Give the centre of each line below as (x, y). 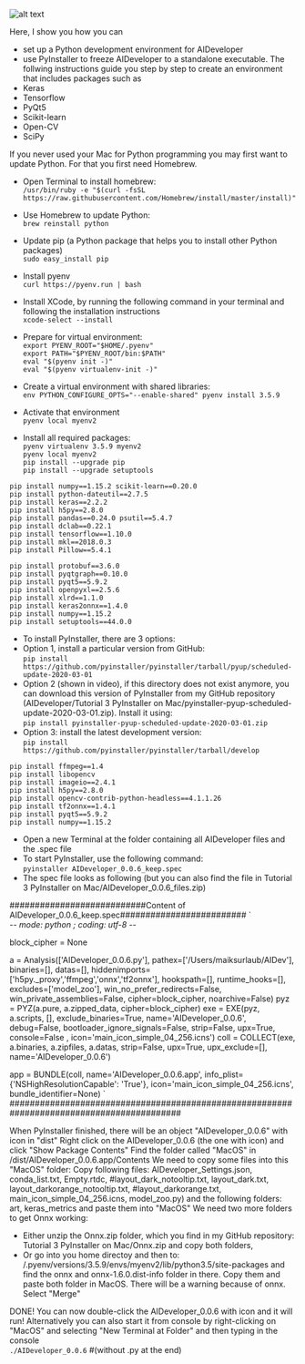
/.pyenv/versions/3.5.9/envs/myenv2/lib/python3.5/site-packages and (153, 1265)
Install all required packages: (76, 438)
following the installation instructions (91, 311)
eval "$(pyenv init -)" (68, 362)
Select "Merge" (51, 1293)
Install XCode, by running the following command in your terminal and (153, 302)
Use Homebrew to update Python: (86, 215)
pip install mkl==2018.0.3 (61, 542)
